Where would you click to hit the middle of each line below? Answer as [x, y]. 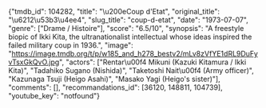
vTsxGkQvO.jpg [34, 62]
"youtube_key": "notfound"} [54, 96]
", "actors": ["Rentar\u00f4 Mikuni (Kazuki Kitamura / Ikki [153, 62]
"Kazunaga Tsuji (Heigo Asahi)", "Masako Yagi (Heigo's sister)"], [115, 79]
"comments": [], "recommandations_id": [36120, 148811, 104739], [115, 87]
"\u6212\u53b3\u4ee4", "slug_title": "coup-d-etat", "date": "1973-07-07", [129, 20]
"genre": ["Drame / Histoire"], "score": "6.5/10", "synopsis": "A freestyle [126, 28]
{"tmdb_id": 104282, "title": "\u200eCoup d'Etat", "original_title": [114, 12]
